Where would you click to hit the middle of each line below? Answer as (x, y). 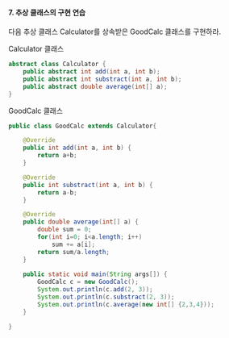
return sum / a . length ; (74, 252)
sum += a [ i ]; (73, 244)
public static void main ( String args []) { (95, 274)
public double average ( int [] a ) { (81, 222)
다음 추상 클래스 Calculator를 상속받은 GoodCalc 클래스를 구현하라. (115, 31)
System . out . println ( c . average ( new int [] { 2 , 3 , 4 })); (126, 304)
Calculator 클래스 (36, 49)
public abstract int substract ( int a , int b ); (102, 79)
